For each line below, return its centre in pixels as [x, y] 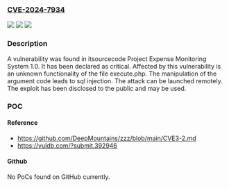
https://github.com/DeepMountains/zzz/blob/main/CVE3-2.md [107, 138]
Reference [23, 123]
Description [27, 44]
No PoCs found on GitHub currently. [59, 177]
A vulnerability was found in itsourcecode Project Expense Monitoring [107, 59]
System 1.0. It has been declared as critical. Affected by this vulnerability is [114, 66]
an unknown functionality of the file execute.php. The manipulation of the [112, 74]
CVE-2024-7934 [36, 10]
